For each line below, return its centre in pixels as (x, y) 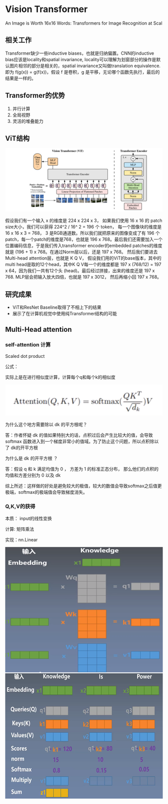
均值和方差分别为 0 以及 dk (33, 475)
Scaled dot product (25, 356)
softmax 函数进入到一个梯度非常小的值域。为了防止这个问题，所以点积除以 (82, 442)
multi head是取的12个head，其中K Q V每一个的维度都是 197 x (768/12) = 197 (83, 265)
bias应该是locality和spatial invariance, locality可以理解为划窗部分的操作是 (81, 59)
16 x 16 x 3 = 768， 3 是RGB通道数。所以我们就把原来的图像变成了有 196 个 (82, 233)
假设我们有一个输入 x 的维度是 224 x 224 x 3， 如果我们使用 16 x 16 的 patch (84, 221)
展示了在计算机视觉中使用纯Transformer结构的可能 (65, 313)
